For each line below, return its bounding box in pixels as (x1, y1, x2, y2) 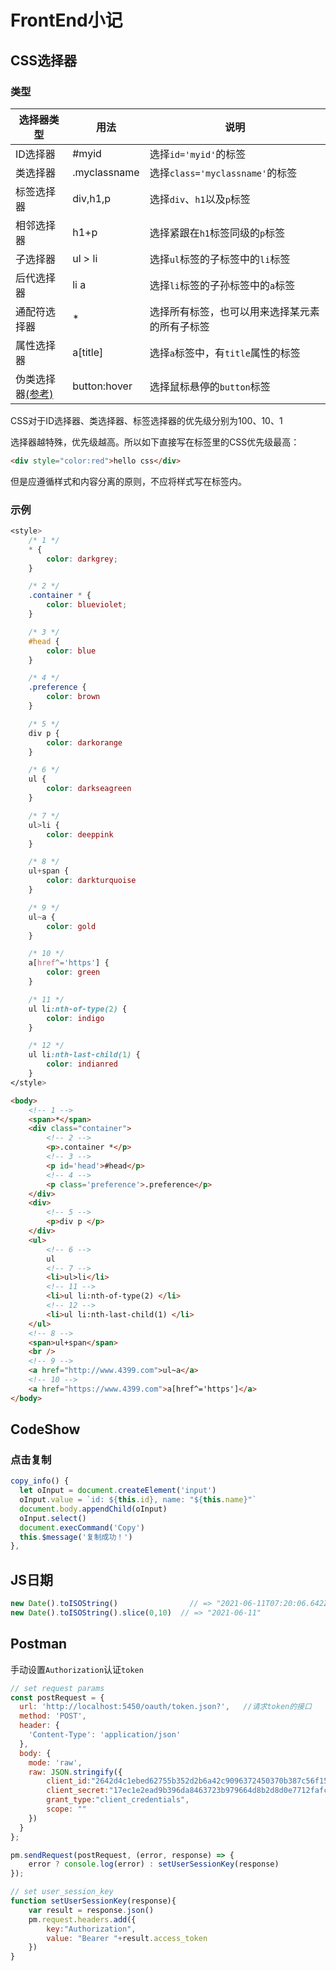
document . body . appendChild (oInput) (19, 1504, 168, 1514)
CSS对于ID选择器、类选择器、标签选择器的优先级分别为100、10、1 (10, 414, 283, 426)
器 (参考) (15, 387, 54, 401)
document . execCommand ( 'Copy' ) (19, 1522, 145, 1533)
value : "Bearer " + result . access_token (46, 1933, 208, 1943)
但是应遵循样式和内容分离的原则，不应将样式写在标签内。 (10, 475, 247, 487)
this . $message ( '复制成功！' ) (19, 1532, 133, 1542)
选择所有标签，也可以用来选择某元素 (149, 304, 320, 318)
